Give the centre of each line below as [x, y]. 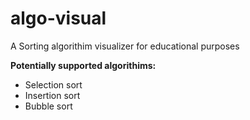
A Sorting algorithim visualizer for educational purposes [125, 46]
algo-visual [58, 18]
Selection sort [53, 84]
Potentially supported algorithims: [83, 65]
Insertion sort [52, 95]
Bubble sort [48, 106]
